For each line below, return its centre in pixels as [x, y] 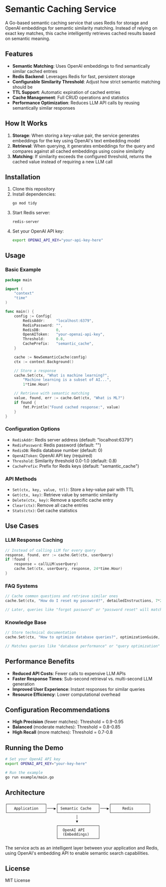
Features [19, 54]
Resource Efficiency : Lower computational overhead [66, 694]
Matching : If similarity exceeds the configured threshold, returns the [82, 156]
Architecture [25, 793]
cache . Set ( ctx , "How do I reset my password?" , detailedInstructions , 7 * [83, 601]
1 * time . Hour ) [36, 384]
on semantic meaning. [28, 39]
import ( [14, 289]
